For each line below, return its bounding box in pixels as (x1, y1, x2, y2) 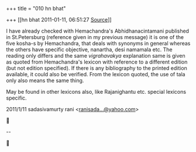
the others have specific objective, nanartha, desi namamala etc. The (6, 46, 173, 53)
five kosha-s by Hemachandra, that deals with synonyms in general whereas (6, 40, 191, 47)
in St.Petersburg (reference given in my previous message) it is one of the (6, 34, 184, 40)
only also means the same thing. (6, 77, 84, 84)
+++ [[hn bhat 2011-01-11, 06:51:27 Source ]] (6, 16, 112, 23)
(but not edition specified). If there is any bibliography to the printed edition (6, 65, 187, 72)
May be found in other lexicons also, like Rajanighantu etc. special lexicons (6, 89, 186, 95)
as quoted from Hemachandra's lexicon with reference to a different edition (6, 58, 188, 65)
